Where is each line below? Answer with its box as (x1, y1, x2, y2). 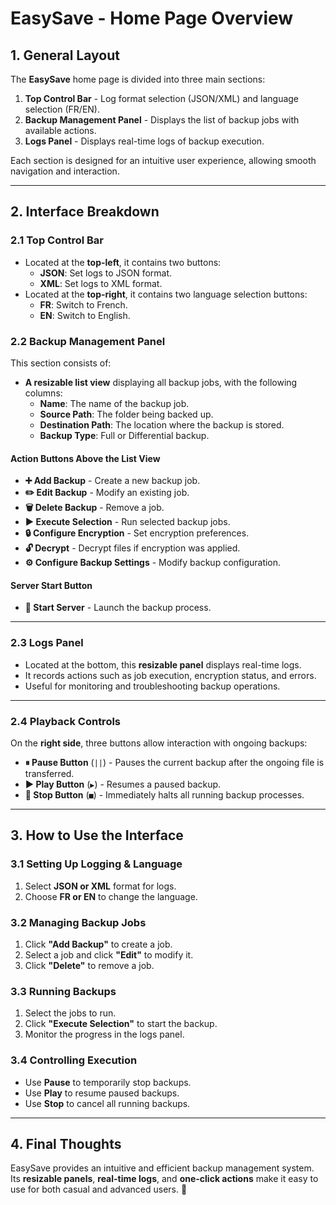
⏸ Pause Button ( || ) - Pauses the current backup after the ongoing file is (24, 756, 325, 768)
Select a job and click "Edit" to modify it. (24, 948, 194, 961)
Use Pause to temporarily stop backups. (24, 1076, 192, 1088)
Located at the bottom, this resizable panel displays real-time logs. (24, 658, 302, 671)
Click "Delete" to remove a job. (24, 959, 155, 971)
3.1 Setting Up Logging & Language (10, 857, 183, 871)
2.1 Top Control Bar (10, 233, 104, 247)
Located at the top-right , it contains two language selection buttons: (24, 288, 308, 300)
